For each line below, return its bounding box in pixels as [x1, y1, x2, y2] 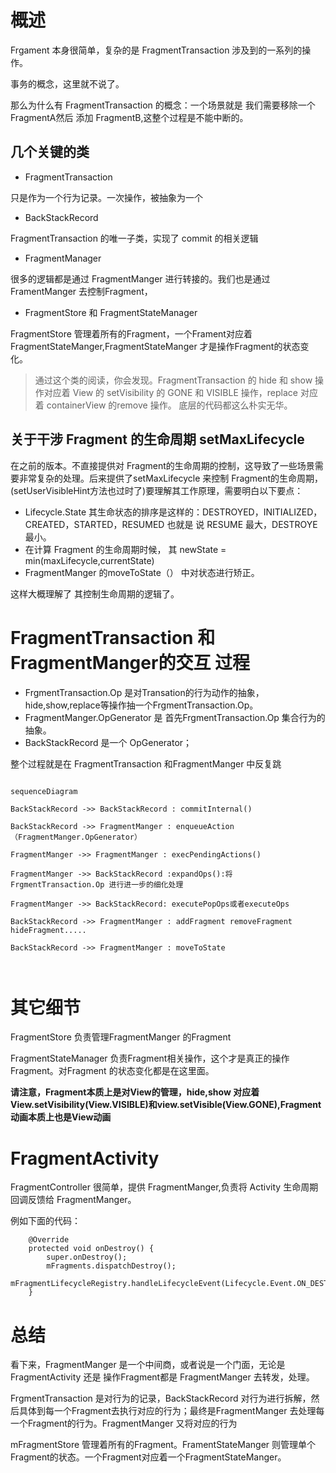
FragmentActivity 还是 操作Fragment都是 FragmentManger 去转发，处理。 [10, 1371, 315, 1383]
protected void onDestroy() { [28, 1244, 155, 1254]
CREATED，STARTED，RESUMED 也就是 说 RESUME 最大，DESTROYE [24, 518, 318, 530]
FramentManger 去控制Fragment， [10, 285, 153, 297]
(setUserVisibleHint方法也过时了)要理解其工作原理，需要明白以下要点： [10, 484, 304, 496]
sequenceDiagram [10, 786, 78, 796]
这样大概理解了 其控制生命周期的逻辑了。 [10, 587, 180, 600]
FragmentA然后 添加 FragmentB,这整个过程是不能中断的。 [10, 111, 249, 123]
